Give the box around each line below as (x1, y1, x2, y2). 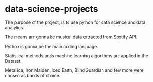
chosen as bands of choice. (5, 72, 61, 78)
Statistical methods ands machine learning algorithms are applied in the (5, 52, 148, 59)
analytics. (5, 24, 24, 30)
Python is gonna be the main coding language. (5, 43, 99, 49)
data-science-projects (5, 3, 98, 15)
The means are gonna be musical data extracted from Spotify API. (5, 34, 137, 40)
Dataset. (5, 58, 22, 64)
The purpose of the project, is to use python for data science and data (5, 19, 146, 25)
